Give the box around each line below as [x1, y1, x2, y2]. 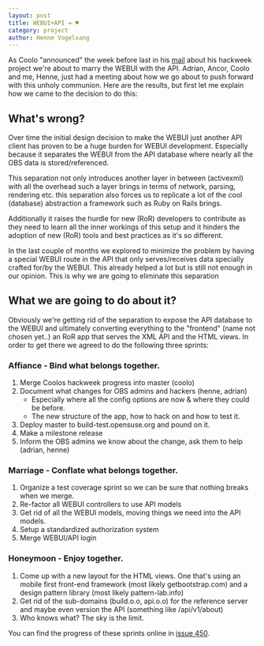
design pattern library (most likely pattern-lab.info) [19, 587, 184, 597]
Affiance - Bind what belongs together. [8, 360, 160, 371]
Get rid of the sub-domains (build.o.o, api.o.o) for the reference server [19, 596, 248, 606]
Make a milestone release [19, 429, 103, 438]
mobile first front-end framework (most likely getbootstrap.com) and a [19, 579, 248, 589]
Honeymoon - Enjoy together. [8, 553, 124, 564]
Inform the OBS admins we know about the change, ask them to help [19, 436, 243, 447]
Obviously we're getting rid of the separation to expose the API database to [8, 315, 253, 324]
